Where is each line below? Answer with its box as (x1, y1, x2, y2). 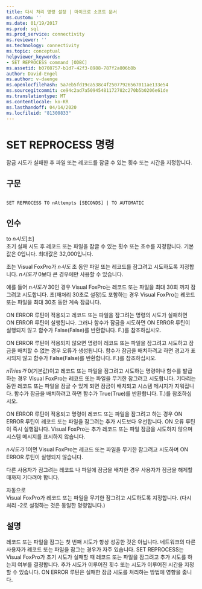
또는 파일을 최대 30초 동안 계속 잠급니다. (6, 298, 101, 306)
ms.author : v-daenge (6, 76, 58, 82)
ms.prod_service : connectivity (6, 31, 85, 37)
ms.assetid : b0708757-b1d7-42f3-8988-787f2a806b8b (6, 65, 136, 71)
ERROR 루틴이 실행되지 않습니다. (6, 453, 83, 460)
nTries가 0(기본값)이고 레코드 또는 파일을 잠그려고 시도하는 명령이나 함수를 (6, 367, 181, 375)
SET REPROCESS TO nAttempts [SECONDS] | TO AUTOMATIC (6, 200, 145, 206)
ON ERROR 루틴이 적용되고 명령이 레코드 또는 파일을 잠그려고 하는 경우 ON (6, 410, 183, 417)
